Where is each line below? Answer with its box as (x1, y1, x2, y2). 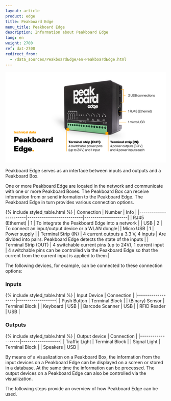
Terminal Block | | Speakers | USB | (5, 344, 79, 350)
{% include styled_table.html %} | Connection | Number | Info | (5, 209, 137, 215)
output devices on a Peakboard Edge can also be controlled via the (5, 370, 146, 376)
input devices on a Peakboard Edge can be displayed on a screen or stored (5, 359, 163, 365)
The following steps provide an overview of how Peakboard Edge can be (5, 385, 158, 391)
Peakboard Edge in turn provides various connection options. (5, 199, 134, 205)
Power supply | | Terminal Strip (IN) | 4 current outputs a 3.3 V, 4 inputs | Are (5, 231, 166, 237)
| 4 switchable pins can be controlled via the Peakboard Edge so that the (5, 247, 158, 253)
